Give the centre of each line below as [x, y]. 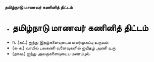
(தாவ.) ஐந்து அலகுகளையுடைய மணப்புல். [51, 53]
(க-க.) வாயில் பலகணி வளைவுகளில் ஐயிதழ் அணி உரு [64, 48]
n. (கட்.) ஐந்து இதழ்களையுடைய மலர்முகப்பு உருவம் [60, 42]
